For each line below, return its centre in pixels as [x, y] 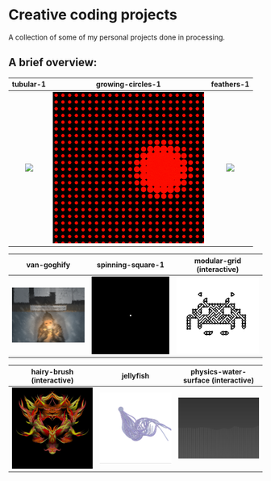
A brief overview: [53, 63]
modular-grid [218, 261]
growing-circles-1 [128, 84]
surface [196, 380]
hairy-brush [52, 371]
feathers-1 [230, 84]
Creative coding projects [93, 15]
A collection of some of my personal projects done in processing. [117, 37]
